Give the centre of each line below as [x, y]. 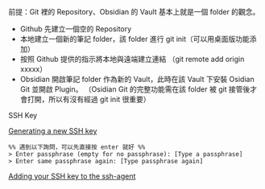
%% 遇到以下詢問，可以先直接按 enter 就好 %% [77, 147]
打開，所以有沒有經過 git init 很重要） [89, 99]
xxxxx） [33, 69]
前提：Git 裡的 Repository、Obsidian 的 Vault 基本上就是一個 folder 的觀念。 [134, 12]
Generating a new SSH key [53, 131]
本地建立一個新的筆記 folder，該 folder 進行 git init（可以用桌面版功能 [135, 39]
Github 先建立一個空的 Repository [76, 29]
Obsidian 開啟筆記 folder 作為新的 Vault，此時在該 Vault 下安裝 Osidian [137, 79]
